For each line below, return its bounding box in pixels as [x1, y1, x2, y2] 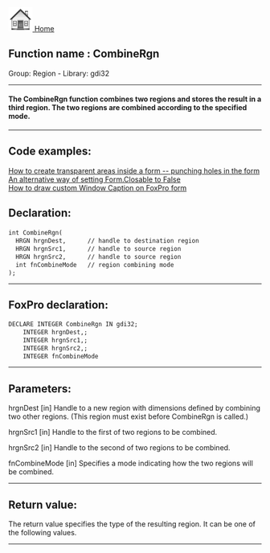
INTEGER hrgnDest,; [22, 329, 88, 337]
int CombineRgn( [8, 228, 63, 236]
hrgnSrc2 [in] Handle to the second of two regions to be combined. [8, 443, 231, 453]
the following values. [8, 528, 77, 538]
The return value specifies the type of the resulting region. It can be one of [8, 519, 256, 529]
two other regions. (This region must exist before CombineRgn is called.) [8, 412, 249, 421]
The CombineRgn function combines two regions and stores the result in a [8, 94, 262, 104]
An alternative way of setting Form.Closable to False [8, 174, 181, 184]
